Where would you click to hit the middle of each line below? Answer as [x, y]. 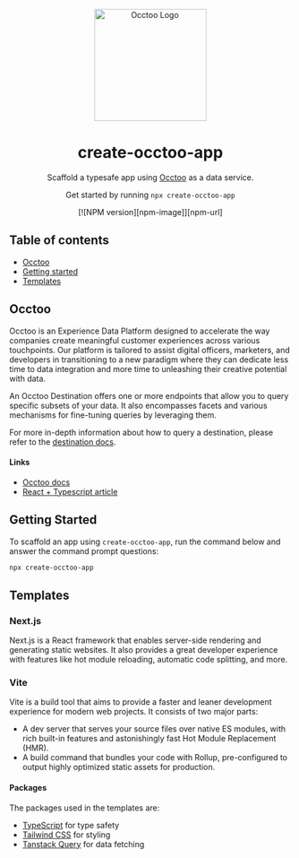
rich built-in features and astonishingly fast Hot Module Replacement [149, 739]
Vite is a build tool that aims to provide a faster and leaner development [141, 702]
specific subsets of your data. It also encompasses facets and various [138, 405]
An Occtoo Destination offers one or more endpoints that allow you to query [149, 395]
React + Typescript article [70, 491]
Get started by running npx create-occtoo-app [150, 195]
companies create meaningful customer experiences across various [135, 340]
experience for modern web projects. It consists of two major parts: [134, 712]
